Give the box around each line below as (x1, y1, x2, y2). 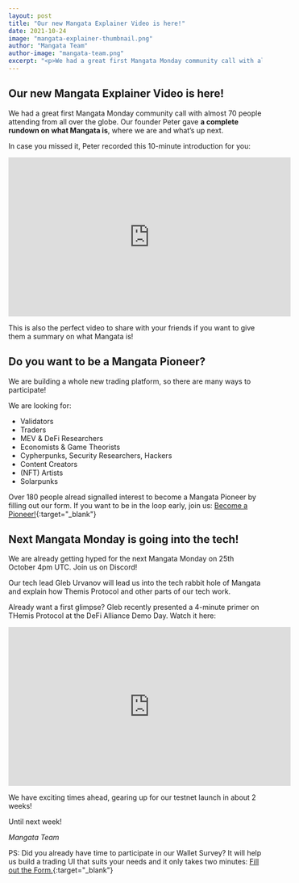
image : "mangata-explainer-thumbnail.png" (8, 34, 153, 43)
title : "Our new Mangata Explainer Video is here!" (8, 19, 185, 27)
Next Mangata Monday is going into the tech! (8, 532, 239, 546)
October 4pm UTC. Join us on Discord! (8, 562, 138, 572)
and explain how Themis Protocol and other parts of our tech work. (8, 587, 231, 596)
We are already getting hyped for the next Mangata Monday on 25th (8, 554, 235, 564)
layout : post (8, 11, 52, 20)
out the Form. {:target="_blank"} (8, 865, 114, 875)
